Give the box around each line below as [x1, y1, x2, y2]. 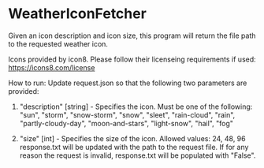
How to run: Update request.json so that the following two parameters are [8, 78, 247, 88]
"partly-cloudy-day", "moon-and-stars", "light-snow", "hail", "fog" [19, 118, 234, 128]
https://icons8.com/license [8, 62, 95, 72]
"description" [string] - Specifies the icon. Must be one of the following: [19, 102, 253, 111]
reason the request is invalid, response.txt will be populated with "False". [19, 151, 256, 160]
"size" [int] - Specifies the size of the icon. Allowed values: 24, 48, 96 [19, 133, 246, 143]
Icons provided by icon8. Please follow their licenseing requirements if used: [8, 54, 256, 64]
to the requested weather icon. [8, 39, 109, 48]
